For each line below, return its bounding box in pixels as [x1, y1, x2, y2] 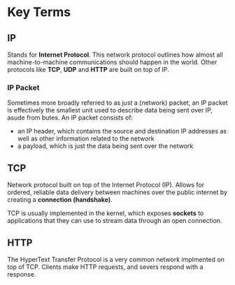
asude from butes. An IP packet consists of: [7, 113, 134, 122]
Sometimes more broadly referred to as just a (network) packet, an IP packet [7, 98, 229, 107]
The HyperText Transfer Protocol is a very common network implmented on [7, 255, 225, 263]
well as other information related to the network [17, 134, 155, 143]
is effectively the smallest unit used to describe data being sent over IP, [7, 106, 213, 115]
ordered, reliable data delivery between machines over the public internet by [7, 188, 228, 196]
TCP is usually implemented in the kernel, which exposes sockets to [7, 209, 204, 217]
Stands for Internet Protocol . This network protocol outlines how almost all [7, 50, 224, 59]
